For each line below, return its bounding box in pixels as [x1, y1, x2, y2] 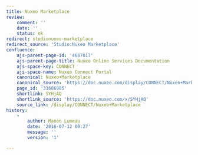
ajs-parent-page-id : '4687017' [16, 52, 94, 58]
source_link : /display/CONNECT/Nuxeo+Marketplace [16, 101, 141, 108]
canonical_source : [16, 80, 62, 86]
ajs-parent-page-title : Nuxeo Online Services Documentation [16, 58, 170, 64]
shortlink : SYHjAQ [16, 91, 62, 97]
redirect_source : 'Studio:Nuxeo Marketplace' [6, 42, 120, 48]
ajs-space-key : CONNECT [16, 63, 75, 70]
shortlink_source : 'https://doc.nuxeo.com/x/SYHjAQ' [16, 96, 149, 102]
